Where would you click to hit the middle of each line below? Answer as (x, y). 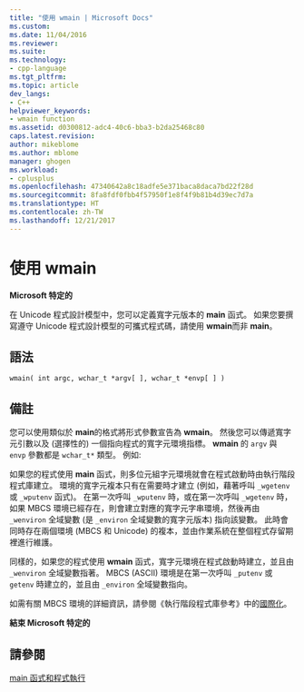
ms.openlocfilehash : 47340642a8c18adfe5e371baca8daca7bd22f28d (132, 187)
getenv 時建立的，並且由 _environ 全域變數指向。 (101, 584)
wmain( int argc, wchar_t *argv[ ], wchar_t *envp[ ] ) (117, 379)
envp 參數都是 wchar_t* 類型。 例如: (75, 455)
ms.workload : (34, 170)
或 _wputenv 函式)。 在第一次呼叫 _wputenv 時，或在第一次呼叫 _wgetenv (142, 497)
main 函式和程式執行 (48, 678)
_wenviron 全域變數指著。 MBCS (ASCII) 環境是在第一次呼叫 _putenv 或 (141, 573)
